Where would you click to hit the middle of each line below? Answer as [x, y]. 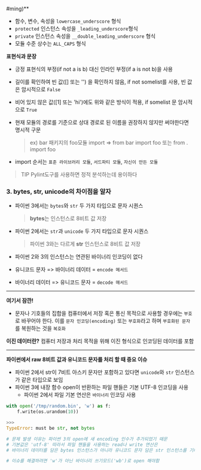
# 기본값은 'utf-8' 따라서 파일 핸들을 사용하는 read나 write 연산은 [82, 444]
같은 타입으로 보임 [42, 380]
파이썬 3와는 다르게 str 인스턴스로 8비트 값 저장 [85, 244]
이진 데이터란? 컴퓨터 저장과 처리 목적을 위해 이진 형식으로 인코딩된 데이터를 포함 [100, 341]
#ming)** [18, 9]
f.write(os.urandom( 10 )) [48, 412]
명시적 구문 [28, 130]
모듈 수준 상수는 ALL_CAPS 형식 [50, 44]
